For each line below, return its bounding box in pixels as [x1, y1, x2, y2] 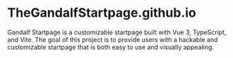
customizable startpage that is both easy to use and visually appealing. [7, 43, 214, 51]
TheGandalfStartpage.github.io [7, 5, 196, 21]
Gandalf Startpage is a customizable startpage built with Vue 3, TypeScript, [7, 28, 227, 36]
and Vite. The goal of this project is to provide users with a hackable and [7, 35, 218, 43]
